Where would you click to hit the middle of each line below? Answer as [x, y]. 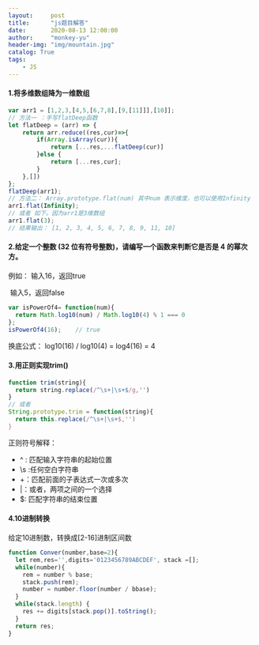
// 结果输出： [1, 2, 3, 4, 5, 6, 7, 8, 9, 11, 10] [92, 228]
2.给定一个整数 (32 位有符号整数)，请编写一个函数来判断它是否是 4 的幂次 [128, 247]
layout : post [37, 15]
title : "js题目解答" [49, 23]
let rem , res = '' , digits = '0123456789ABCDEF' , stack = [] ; [107, 560]
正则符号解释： [32, 443]
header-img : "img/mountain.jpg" [61, 45]
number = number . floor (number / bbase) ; [90, 590]
